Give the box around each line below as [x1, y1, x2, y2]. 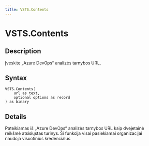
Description [5, 47, 41, 56]
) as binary [5, 100, 29, 104]
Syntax [5, 74, 27, 82]
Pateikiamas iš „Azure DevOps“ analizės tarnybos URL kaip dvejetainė [5, 125, 144, 131]
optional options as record [14, 95, 70, 100]
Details [5, 112, 27, 121]
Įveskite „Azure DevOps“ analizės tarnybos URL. [5, 60, 101, 66]
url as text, [14, 91, 40, 96]
